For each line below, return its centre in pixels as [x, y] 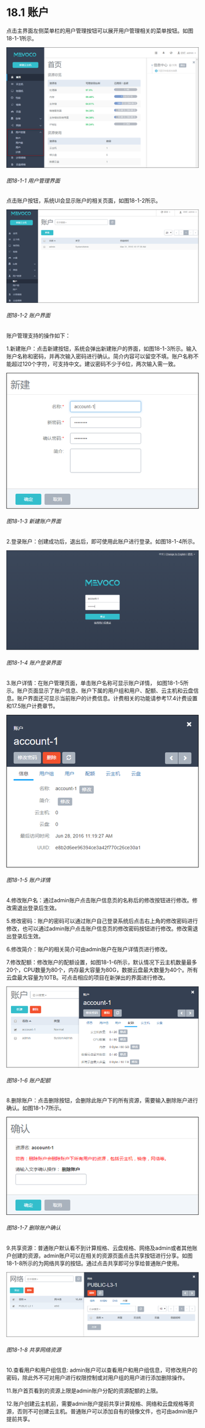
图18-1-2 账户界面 [28, 315]
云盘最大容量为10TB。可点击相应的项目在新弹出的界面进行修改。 [88, 978]
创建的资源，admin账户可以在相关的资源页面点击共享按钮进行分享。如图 [102, 1255]
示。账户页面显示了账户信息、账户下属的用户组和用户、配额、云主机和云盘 [100, 690]
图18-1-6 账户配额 [28, 1080]
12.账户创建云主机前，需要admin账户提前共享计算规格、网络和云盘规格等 [98, 1404]
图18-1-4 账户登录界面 [34, 663]
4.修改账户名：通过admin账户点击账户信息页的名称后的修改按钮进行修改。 [99, 900]
